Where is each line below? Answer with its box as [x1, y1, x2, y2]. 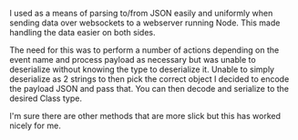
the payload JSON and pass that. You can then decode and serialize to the [9, 84, 290, 94]
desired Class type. [9, 93, 82, 104]
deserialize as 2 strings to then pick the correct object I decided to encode [9, 74, 290, 85]
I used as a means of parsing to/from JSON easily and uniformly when [9, 8, 273, 18]
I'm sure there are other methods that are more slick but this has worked [9, 111, 281, 121]
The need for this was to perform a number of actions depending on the [9, 45, 280, 55]
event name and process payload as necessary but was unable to [9, 55, 257, 65]
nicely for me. [9, 120, 61, 131]
